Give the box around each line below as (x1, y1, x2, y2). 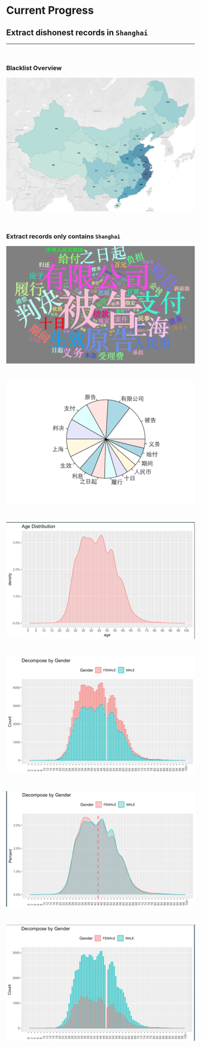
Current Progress (6, 4, 94, 17)
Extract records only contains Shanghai (6, 232, 121, 240)
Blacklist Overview (6, 63, 62, 72)
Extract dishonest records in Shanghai (6, 28, 148, 38)
